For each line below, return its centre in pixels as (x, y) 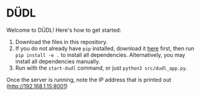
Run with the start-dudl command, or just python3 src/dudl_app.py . (101, 68)
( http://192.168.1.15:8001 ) (37, 86)
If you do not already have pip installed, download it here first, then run (105, 48)
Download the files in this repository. (61, 42)
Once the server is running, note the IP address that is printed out (89, 79)
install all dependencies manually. (57, 61)
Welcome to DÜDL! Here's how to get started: (64, 30)
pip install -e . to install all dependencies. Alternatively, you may (100, 54)
